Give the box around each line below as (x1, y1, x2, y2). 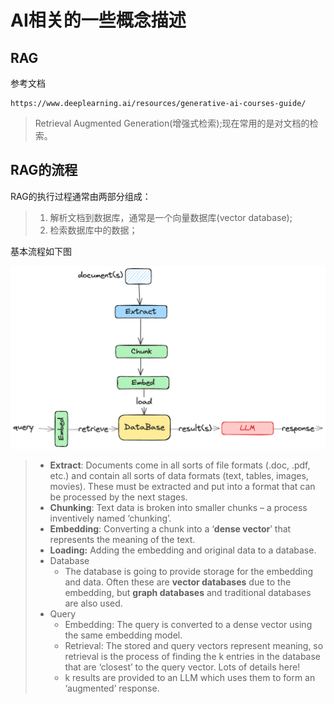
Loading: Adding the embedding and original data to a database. (49, 544, 317, 556)
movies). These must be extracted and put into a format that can (49, 481, 316, 493)
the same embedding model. (64, 629, 183, 641)
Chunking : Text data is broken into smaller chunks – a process (49, 502, 308, 514)
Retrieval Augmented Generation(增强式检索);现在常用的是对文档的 (34, 117, 310, 129)
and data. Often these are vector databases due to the (64, 576, 292, 588)
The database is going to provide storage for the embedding (64, 566, 314, 578)
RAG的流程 (10, 162, 78, 179)
